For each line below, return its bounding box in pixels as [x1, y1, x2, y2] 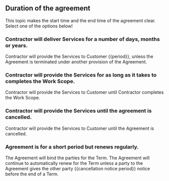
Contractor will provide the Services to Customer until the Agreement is [5, 125, 154, 131]
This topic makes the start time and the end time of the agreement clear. [5, 17, 156, 23]
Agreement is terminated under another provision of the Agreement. [5, 59, 147, 65]
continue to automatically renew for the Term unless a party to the [5, 160, 143, 166]
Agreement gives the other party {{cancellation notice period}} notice [5, 166, 150, 171]
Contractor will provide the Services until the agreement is [5, 107, 152, 115]
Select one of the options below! [5, 23, 73, 29]
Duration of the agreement [5, 4, 91, 13]
